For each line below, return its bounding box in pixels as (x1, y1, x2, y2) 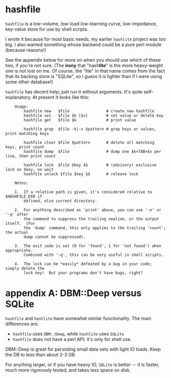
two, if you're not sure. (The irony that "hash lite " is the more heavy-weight (5, 62, 163, 68)
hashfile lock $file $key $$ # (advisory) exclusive (24, 162, 157, 167)
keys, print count (5, 144, 45, 149)
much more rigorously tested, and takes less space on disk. (5, 367, 131, 373)
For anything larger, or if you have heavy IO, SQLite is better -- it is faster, (5, 361, 160, 368)
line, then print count (5, 153, 56, 159)
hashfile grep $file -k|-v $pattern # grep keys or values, (24, 126, 157, 131)
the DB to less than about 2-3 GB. (5, 351, 76, 357)
